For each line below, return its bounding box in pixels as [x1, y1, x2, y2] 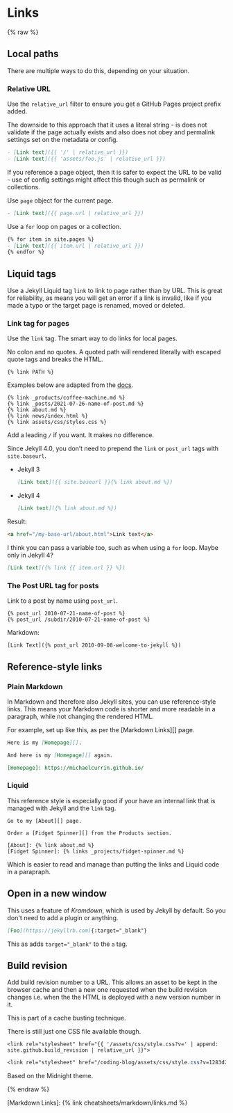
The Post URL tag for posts [7, 581, 99, 590]
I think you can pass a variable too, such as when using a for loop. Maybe [7, 544, 218, 552]
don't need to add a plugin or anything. [7, 913, 119, 922]
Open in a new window [7, 887, 107, 899]
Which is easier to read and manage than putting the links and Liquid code [7, 860, 220, 868]
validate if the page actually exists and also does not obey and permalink [7, 128, 216, 136]
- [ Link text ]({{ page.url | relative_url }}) [7, 210, 144, 216]
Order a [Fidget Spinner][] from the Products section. [7, 830, 172, 837]
